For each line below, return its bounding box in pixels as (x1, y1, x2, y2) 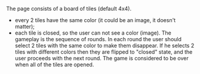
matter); (14, 23, 35, 30)
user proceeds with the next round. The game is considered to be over (14, 55, 189, 61)
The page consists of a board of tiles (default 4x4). (6, 5, 132, 12)
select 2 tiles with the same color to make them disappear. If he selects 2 (14, 42, 195, 49)
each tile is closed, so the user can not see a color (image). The (14, 29, 171, 36)
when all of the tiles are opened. (14, 61, 94, 68)
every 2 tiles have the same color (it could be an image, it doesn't (14, 17, 176, 23)
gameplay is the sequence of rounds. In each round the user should (14, 36, 182, 42)
